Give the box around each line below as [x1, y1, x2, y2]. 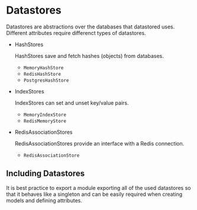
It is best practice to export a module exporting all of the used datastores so [6, 184, 191, 191]
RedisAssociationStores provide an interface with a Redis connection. [14, 140, 185, 147]
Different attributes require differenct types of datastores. [6, 29, 146, 36]
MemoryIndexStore [23, 112, 67, 118]
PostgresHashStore [23, 77, 69, 83]
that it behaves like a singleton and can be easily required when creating [6, 190, 183, 198]
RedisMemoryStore [23, 118, 67, 124]
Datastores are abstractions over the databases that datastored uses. [6, 23, 175, 30]
